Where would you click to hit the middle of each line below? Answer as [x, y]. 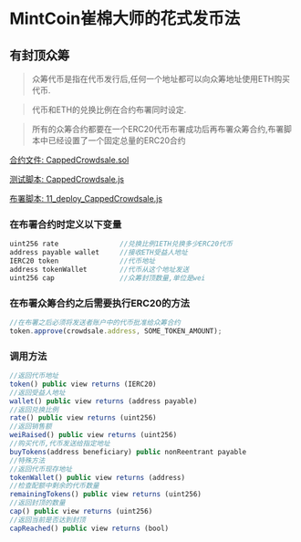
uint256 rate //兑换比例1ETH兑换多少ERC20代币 [121, 244]
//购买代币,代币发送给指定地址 [60, 443]
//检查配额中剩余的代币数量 [55, 486]
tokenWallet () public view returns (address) [97, 477]
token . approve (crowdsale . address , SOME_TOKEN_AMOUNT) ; [116, 331]
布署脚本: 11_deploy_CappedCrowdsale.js [86, 198]
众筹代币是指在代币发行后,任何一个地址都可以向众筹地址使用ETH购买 [161, 79]
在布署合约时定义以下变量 [66, 224]
